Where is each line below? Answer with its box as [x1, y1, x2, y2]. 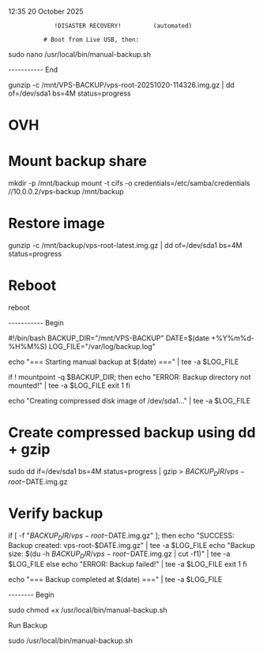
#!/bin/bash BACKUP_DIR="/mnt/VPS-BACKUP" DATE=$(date [8, 333, 210, 343]
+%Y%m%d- [210, 333, 255, 343]
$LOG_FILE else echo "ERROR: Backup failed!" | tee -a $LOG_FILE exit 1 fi [8, 560, 247, 569]
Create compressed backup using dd [8, 424, 256, 441]
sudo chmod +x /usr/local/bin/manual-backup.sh [8, 606, 167, 615]
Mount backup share [8, 152, 148, 171]
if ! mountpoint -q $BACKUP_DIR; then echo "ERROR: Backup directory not [8, 373, 251, 381]
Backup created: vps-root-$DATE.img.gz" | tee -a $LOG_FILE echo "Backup [8, 541, 255, 550]
